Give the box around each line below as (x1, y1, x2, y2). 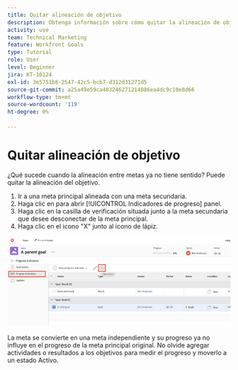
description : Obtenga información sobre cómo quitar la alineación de (7, 18, 220, 26)
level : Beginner (7, 64, 55, 71)
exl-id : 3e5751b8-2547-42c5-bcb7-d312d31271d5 (7, 79, 147, 86)
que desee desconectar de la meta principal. (17, 214, 149, 223)
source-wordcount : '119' (7, 101, 81, 108)
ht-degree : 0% (7, 108, 50, 116)
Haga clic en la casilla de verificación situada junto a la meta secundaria (17, 207, 228, 215)
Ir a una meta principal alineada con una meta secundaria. (17, 192, 188, 200)
